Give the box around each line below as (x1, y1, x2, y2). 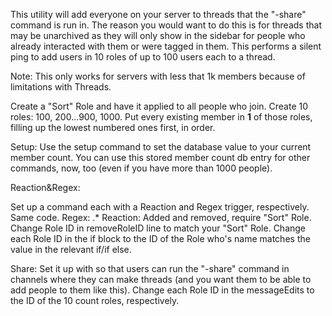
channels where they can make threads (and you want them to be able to (10, 274, 312, 285)
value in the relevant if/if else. (10, 244, 132, 255)
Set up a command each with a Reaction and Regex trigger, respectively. (10, 201, 310, 213)
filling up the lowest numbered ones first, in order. (10, 122, 216, 133)
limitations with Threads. (10, 81, 112, 93)
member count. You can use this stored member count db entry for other (10, 152, 311, 163)
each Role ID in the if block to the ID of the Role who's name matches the (10, 233, 311, 244)
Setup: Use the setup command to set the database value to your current (10, 141, 312, 153)
